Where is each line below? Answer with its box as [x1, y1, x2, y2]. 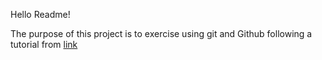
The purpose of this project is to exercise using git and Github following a [10, 28, 313, 39]
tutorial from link [10, 39, 78, 50]
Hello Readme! [10, 9, 71, 20]
